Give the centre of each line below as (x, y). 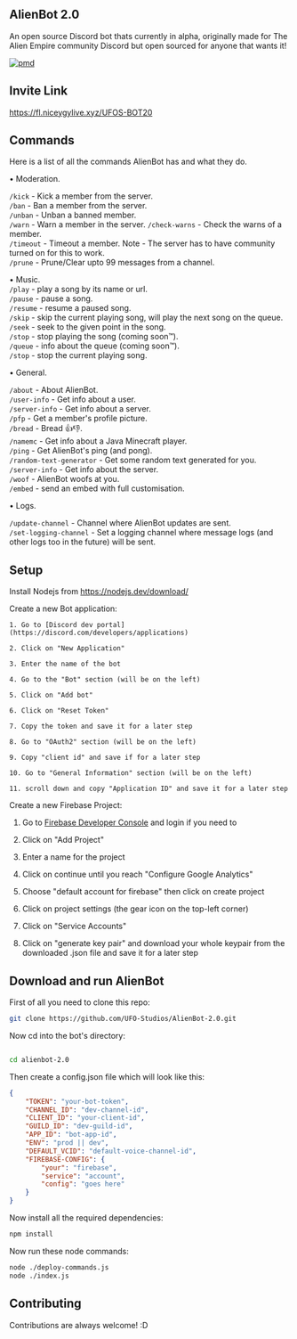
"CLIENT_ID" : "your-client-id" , (85, 1118)
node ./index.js (39, 1276)
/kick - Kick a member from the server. (81, 196)
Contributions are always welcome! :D (79, 1325)
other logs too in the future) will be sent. (83, 542)
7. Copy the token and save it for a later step (101, 727)
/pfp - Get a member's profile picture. (79, 419)
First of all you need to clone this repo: (80, 1002)
